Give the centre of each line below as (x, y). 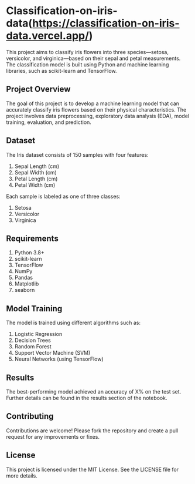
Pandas (24, 278)
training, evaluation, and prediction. (49, 122)
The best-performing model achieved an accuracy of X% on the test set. (94, 391)
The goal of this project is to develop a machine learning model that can (93, 103)
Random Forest (33, 347)
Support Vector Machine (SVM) (52, 353)
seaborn (25, 290)
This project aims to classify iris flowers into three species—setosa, (87, 52)
